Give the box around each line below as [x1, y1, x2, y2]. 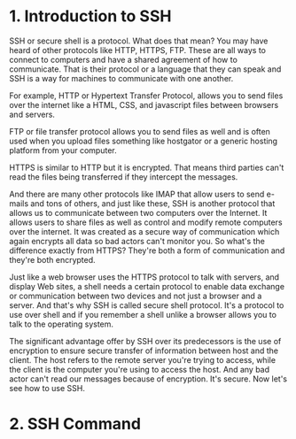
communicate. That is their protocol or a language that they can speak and [9, 64, 282, 74]
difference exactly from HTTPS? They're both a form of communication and [9, 245, 285, 256]
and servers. [9, 109, 56, 119]
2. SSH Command [9, 414, 142, 435]
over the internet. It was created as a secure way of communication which [9, 226, 280, 236]
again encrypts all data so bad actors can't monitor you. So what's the [9, 235, 266, 246]
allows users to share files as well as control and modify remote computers [9, 217, 283, 227]
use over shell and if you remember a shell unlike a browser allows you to [9, 309, 277, 320]
